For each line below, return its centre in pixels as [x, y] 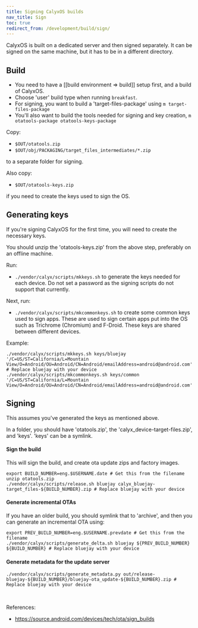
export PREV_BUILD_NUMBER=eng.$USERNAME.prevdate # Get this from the [95, 533]
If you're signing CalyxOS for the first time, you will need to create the [92, 229]
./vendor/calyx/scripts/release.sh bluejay [61, 484]
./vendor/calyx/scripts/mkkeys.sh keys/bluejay [66, 354]
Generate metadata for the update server [58, 562]
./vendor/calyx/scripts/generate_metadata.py [63, 574]
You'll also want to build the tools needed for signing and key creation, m [103, 115]
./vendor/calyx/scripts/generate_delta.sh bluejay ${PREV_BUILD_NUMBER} [98, 543]
